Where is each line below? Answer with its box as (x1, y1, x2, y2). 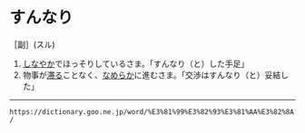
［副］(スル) (9, 39, 56, 50)
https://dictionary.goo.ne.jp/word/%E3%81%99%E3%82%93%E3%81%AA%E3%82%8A (9, 107, 295, 117)
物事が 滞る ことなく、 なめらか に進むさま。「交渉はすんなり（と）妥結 (22, 69, 281, 81)
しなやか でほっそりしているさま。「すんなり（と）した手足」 (22, 58, 250, 69)
